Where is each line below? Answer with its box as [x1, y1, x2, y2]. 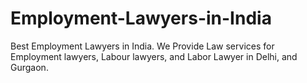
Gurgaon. [10, 61, 49, 73]
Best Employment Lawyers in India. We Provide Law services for [10, 40, 275, 52]
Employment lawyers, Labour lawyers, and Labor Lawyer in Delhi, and [10, 50, 298, 62]
